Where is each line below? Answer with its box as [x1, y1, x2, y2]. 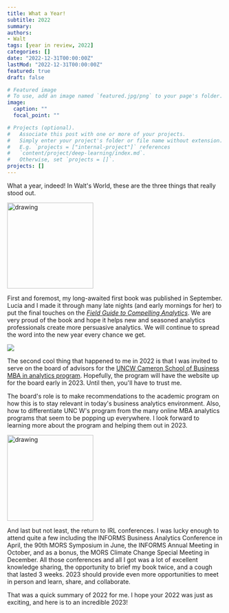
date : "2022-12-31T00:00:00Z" [7, 55, 94, 62]
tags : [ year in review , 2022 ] [7, 42, 94, 49]
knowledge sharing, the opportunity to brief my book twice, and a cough [7, 563, 213, 571]
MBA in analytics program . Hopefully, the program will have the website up [7, 371, 219, 379]
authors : [7, 29, 32, 36]
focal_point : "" [13, 112, 60, 119]
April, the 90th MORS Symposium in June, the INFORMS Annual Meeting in [7, 541, 219, 549]
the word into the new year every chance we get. [7, 331, 146, 339]
